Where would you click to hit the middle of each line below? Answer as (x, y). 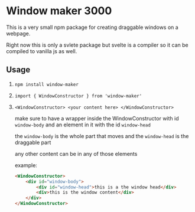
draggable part (33, 142)
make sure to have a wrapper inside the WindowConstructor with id (97, 118)
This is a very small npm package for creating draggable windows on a (92, 27)
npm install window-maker (46, 84)
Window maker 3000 (59, 11)
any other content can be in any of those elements (76, 154)
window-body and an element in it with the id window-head (82, 125)
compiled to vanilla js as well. (42, 51)
